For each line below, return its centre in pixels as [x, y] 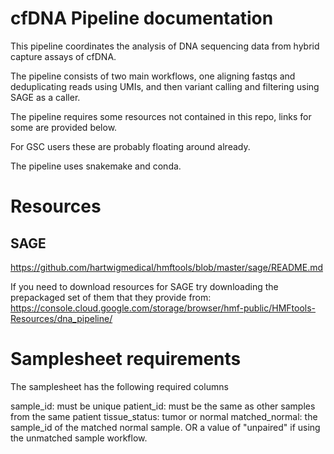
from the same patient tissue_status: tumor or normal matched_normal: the [164, 416]
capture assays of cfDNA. [63, 56]
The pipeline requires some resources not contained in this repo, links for [161, 116]
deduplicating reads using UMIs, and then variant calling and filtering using [165, 86]
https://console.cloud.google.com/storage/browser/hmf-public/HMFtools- [163, 308]
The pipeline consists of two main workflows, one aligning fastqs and [153, 76]
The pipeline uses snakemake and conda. [96, 166]
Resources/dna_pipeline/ [61, 318]
